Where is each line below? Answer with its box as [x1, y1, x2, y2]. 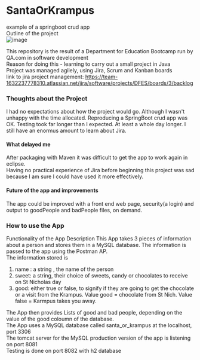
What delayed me [6, 141, 51, 148]
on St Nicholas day [14, 278, 61, 285]
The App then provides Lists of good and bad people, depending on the [6, 309, 183, 316]
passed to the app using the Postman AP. [6, 248, 108, 255]
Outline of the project [6, 29, 59, 36]
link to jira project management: [6, 73, 84, 80]
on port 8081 [6, 340, 38, 347]
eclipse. [6, 160, 26, 167]
